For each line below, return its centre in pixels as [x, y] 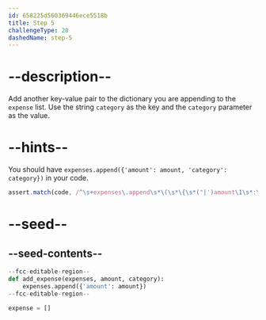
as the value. [29, 116]
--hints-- [38, 148]
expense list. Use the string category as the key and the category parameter [130, 107]
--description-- [60, 77]
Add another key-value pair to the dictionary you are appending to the [122, 99]
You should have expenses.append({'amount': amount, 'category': [118, 170]
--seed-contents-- [55, 253]
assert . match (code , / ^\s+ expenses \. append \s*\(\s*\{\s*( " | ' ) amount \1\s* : [133, 192]
